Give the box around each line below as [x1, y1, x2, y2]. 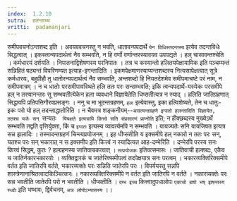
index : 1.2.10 [7, 10, 52, 18]
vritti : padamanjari [7, 23, 71, 30]
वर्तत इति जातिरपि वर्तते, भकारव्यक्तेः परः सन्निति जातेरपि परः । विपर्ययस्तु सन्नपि [7, 162, 180, 170]
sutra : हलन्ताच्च [7, 17, 51, 24]
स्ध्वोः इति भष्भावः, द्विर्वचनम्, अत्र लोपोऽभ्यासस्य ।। [7, 185, 113, 194]
